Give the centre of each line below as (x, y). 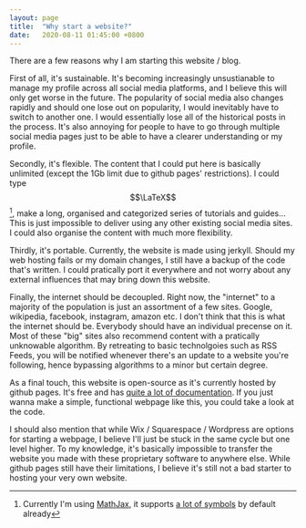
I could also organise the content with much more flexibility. (121, 233)
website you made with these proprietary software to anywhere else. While (150, 459)
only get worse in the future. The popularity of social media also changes (147, 98)
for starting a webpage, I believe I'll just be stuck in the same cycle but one (150, 440)
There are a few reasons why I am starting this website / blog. (125, 61)
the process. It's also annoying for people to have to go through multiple (145, 127)
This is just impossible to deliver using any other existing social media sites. (151, 223)
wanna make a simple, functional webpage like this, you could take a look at (152, 402)
